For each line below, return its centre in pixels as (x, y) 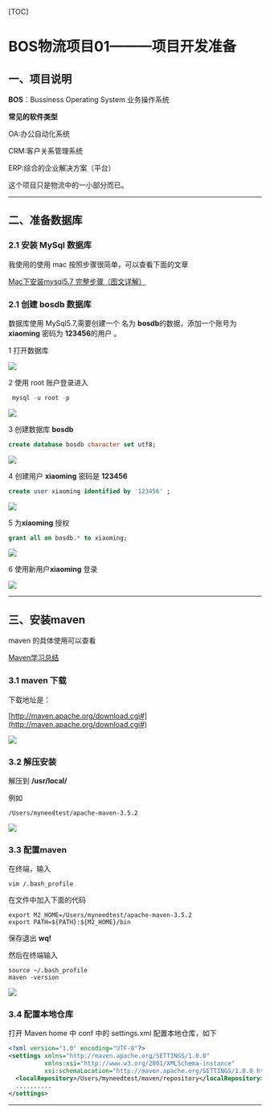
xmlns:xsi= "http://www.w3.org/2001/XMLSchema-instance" (139, 1064)
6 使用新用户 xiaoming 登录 (53, 569)
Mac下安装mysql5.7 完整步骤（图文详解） (77, 282)
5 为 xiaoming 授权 (39, 523)
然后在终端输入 (33, 956)
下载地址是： (29, 700)
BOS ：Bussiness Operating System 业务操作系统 (89, 99)
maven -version (34, 978)
